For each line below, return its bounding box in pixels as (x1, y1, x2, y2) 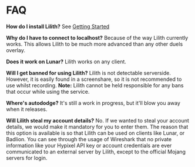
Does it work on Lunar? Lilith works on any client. (6, 58, 126, 65)
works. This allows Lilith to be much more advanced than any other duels (6, 40, 183, 47)
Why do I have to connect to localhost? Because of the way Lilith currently (6, 34, 189, 41)
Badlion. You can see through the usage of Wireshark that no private (6, 135, 172, 142)
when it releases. (6, 105, 48, 113)
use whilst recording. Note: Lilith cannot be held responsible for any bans (6, 81, 184, 88)
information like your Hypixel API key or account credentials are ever (6, 142, 172, 149)
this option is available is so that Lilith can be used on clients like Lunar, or (6, 129, 185, 137)
